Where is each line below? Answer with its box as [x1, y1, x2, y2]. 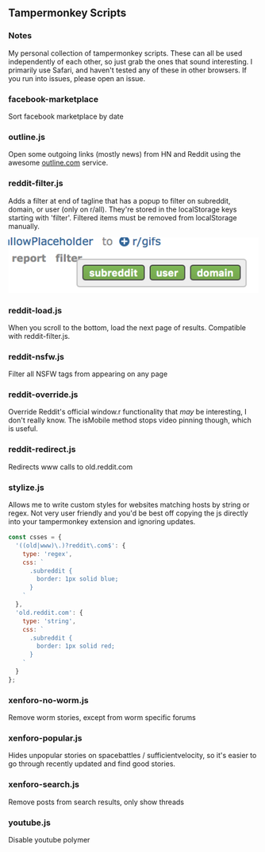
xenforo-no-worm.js [8, 694, 89, 706]
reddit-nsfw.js [8, 351, 65, 362]
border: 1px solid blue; [36, 575, 119, 583]
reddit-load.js [8, 305, 62, 316]
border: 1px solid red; [36, 642, 115, 651]
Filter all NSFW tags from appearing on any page [8, 369, 168, 379]
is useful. [8, 424, 38, 434]
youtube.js [8, 817, 52, 828]
